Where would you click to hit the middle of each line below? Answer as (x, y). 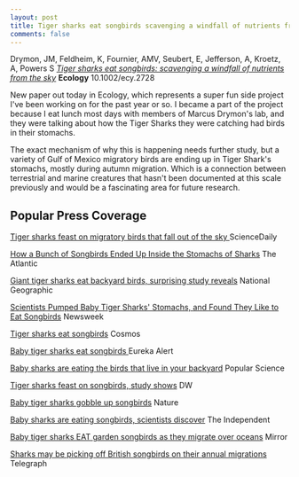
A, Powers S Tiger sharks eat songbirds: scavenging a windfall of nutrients (147, 68)
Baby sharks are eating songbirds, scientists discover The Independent (140, 420)
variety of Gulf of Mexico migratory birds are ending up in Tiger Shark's (141, 160)
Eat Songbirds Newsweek (57, 317)
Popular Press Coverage (79, 215)
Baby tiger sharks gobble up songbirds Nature (94, 403)
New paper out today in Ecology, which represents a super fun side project (147, 95)
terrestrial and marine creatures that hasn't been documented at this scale (146, 178)
